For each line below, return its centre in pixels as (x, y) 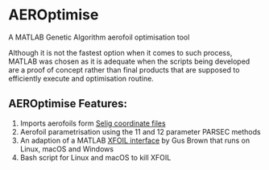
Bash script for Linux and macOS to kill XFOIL (95, 157)
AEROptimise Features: (68, 104)
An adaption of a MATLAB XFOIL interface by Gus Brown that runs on (135, 140)
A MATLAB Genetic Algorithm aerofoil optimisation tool (99, 37)
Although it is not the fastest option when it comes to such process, (120, 52)
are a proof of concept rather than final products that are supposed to (124, 69)
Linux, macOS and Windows (67, 149)
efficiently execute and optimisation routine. (81, 78)
